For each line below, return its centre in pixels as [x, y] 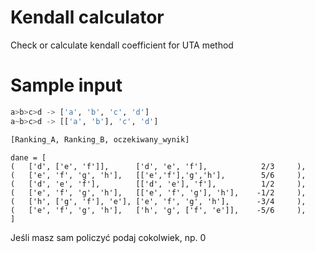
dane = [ [28, 157]
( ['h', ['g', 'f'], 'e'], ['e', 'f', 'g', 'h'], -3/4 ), [158, 201]
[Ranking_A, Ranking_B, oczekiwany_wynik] [100, 139]
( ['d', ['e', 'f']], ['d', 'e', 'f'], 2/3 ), [158, 166]
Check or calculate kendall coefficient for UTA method [122, 45]
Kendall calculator [87, 17]
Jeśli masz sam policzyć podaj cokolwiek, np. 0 [108, 237]
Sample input [66, 85]
